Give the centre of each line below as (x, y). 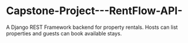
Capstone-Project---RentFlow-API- (94, 11)
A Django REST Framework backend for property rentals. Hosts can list (92, 27)
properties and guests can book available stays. (64, 33)
